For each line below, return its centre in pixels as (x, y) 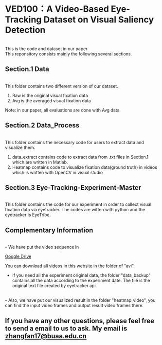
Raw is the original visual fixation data (50, 95)
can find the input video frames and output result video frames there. (74, 306)
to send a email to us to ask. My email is (66, 328)
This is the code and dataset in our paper (46, 49)
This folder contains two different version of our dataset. (62, 86)
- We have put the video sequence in (42, 247)
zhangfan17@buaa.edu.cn (46, 336)
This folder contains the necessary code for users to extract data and (75, 142)
